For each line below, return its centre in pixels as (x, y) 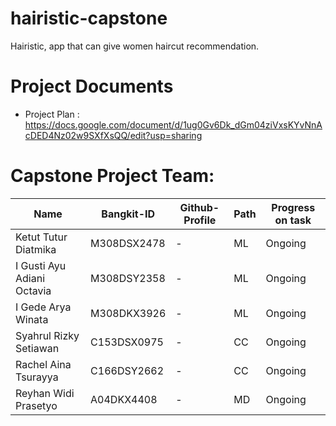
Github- (199, 207)
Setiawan (37, 348)
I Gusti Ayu (41, 265)
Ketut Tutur (41, 237)
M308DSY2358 (128, 278)
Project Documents (92, 86)
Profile (200, 220)
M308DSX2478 (128, 243)
